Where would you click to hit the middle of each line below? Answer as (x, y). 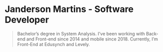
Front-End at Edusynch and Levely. (53, 44)
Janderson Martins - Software (69, 9)
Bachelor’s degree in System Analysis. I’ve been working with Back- (88, 33)
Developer (27, 20)
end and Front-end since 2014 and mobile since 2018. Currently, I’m (88, 39)
